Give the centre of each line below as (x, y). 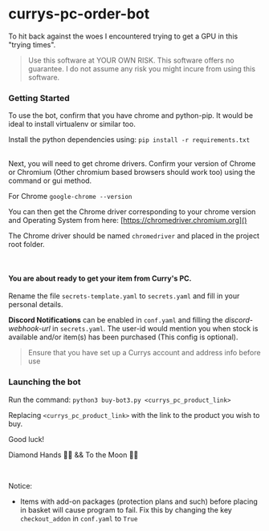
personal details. (36, 305)
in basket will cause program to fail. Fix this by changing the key (126, 509)
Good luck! (26, 439)
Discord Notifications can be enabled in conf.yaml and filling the (116, 320)
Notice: (20, 485)
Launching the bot (45, 382)
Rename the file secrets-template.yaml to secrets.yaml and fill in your (124, 296)
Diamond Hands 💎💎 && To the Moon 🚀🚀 (73, 455)
